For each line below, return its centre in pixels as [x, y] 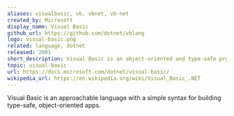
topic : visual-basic [37, 65]
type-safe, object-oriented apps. [54, 106]
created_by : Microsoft [40, 20]
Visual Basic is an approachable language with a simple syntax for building [114, 98]
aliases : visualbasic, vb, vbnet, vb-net [68, 14]
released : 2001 [29, 53]
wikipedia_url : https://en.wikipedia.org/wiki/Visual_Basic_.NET [104, 78]
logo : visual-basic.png [42, 40]
